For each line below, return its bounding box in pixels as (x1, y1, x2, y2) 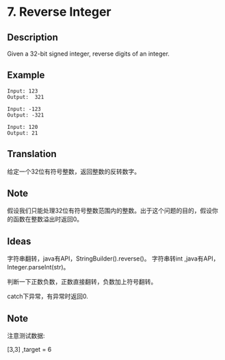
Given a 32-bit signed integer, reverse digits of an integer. (7, 49, 170, 58)
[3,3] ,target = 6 (7, 346, 52, 354)
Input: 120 (7, 123, 38, 130)
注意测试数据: (7, 332, 46, 340)
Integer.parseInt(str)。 (7, 263, 70, 272)
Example (7, 69, 45, 81)
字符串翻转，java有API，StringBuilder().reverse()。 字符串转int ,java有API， (7, 254, 220, 263)
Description (7, 32, 58, 43)
